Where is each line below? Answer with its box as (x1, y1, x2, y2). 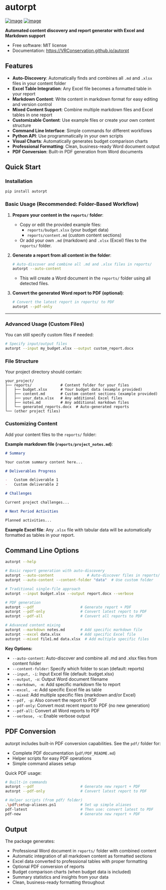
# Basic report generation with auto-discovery (5, 568, 105, 573)
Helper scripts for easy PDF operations (12, 755, 92, 761)
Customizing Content (5, 420, 58, 427)
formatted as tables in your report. (5, 532, 75, 538)
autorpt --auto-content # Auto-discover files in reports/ (5, 573, 161, 578)
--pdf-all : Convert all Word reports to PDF (12, 707, 100, 713)
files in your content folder (12, 80, 66, 86)
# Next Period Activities (5, 509, 58, 514)
